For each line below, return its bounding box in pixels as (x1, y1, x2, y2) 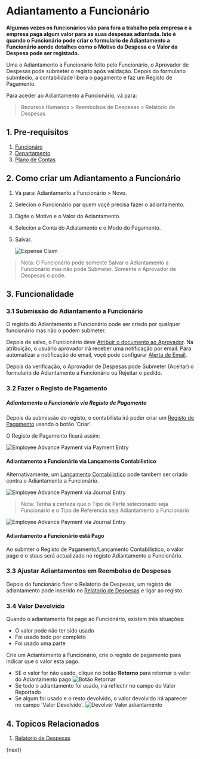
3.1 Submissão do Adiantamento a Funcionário (6, 307, 143, 315)
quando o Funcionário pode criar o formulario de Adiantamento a (6, 37, 170, 44)
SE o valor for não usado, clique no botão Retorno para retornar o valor (14, 670, 191, 677)
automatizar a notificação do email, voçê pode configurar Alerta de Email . (6, 351, 187, 359)
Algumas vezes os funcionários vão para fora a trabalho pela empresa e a (6, 24, 192, 31)
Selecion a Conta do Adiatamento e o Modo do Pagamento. (14, 224, 161, 231)
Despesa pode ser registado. (6, 49, 79, 56)
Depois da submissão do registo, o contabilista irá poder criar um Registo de (6, 414, 195, 421)
